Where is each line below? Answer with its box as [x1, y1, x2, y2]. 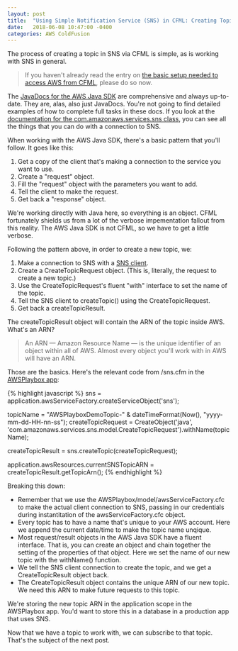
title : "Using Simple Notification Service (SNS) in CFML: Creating [7, 17, 217, 24]
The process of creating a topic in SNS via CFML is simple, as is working [7, 50, 220, 58]
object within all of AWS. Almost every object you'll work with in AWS [24, 347, 227, 355]
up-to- [210, 92, 229, 101]
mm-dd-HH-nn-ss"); [7, 418, 68, 426]
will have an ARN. [24, 354, 76, 362]
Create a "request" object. [17, 172, 94, 181]
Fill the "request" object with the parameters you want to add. [17, 180, 198, 189]
